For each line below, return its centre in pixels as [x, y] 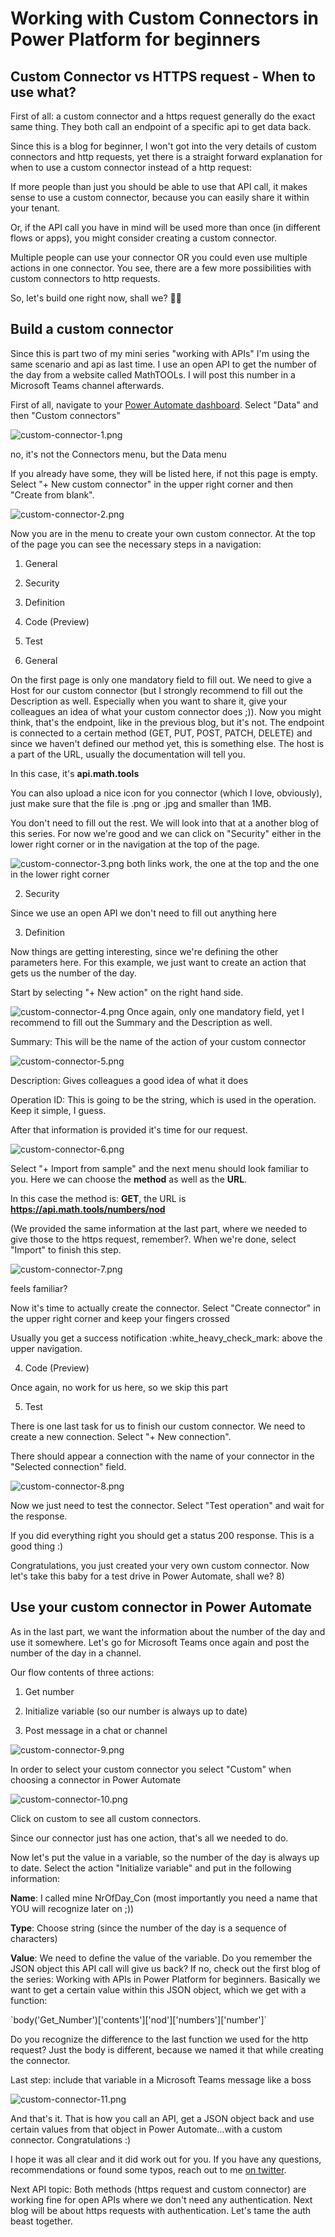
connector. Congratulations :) [71, 2139]
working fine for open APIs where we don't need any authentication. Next [161, 2199]
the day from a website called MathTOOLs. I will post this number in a [153, 374]
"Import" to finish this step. [66, 1249]
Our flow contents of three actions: [82, 1672]
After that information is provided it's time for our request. [129, 1129]
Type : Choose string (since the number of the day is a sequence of [148, 1928]
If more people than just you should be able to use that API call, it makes [159, 186]
